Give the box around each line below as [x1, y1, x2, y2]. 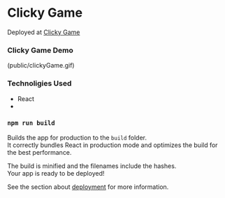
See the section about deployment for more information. [7, 183, 169, 191]
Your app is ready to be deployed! [7, 169, 105, 177]
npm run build [7, 119, 55, 127]
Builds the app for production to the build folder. [7, 133, 147, 142]
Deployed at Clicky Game [7, 28, 80, 36]
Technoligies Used [7, 79, 72, 89]
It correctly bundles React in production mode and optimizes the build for [7, 141, 218, 149]
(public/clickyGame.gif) [7, 61, 75, 70]
